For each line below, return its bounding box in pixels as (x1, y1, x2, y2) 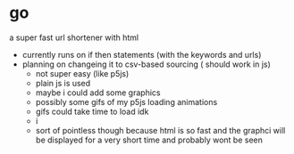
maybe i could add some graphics (35, 87, 161, 98)
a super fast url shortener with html (9, 32, 139, 43)
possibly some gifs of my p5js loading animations (35, 96, 218, 107)
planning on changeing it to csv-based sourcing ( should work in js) (21, 59, 271, 69)
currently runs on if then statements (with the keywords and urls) (21, 49, 262, 60)
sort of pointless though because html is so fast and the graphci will (35, 125, 286, 135)
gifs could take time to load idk (35, 106, 149, 117)
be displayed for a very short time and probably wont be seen (35, 134, 264, 145)
